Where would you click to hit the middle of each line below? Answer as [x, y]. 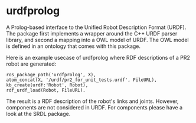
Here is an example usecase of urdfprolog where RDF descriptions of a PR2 [98, 57]
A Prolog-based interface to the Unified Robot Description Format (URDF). [96, 27]
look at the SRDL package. [38, 114]
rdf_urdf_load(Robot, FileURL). [46, 90]
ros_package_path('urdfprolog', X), [51, 75]
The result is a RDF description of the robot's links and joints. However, [92, 101]
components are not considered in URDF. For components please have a [94, 107]
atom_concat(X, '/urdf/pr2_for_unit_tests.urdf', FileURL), [82, 80]
